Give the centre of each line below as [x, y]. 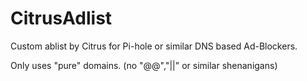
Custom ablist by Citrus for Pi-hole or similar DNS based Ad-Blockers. [154, 46]
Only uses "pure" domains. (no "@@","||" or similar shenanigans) [144, 65]
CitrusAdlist [61, 18]
